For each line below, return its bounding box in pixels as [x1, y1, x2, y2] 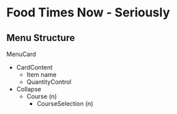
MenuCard [6, 50, 37, 58]
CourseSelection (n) [36, 100, 94, 107]
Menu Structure [6, 32, 75, 44]
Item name [26, 70, 57, 79]
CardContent [16, 63, 53, 71]
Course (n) [26, 92, 57, 100]
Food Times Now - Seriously [6, 5, 170, 20]
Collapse [16, 85, 42, 93]
